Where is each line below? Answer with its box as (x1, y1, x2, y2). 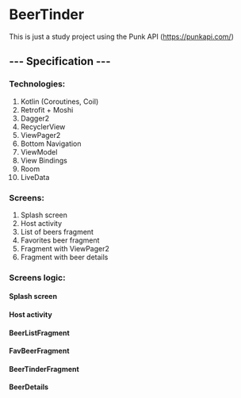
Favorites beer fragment (20, 235, 100, 245)
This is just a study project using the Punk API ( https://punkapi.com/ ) (9, 32, 235, 41)
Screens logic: (9, 272, 66, 283)
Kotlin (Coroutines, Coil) (20, 97, 99, 106)
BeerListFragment (9, 327, 70, 338)
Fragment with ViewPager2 (20, 243, 110, 253)
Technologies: (9, 78, 66, 90)
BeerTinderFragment (9, 364, 80, 373)
